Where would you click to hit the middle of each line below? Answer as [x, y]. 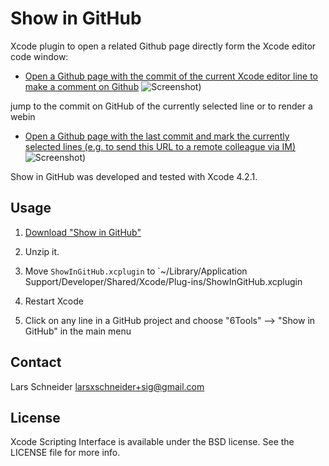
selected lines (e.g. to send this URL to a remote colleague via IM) [160, 146]
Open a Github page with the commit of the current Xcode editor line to [171, 76]
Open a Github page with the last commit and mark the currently [157, 136]
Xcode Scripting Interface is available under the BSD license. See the [152, 442]
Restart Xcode [54, 301]
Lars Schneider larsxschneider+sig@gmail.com [107, 386]
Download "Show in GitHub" [83, 232]
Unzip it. [42, 251]
